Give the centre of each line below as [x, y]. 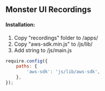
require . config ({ [27, 61]
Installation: [21, 24]
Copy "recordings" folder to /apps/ [56, 38]
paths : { [27, 66]
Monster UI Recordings [48, 10]
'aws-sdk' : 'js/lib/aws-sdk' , [63, 72]
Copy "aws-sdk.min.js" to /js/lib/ [53, 44]
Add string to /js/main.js [43, 50]
